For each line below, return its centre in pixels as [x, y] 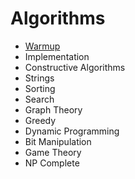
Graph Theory [53, 109]
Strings [39, 78]
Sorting [40, 88]
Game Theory [53, 152]
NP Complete [52, 163]
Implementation [57, 56]
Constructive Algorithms [75, 67]
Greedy [40, 120]
